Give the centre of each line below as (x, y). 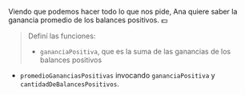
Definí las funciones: (62, 36)
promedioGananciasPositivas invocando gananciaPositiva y (117, 75)
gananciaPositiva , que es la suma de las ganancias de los (135, 51)
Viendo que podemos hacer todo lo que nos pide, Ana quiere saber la (123, 12)
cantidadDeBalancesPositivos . (70, 84)
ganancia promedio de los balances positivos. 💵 (88, 20)
